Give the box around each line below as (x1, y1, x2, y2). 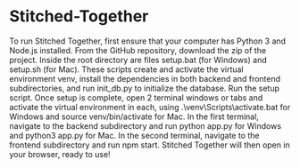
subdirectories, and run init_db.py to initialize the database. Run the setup (9, 83, 279, 93)
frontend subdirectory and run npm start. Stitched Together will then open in (9, 140, 290, 150)
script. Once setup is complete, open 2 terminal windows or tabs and (9, 92, 263, 103)
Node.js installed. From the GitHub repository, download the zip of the (9, 44, 266, 55)
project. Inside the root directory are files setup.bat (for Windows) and (9, 54, 267, 65)
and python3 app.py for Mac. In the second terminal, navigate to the (9, 130, 260, 140)
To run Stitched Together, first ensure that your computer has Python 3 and (9, 36, 287, 46)
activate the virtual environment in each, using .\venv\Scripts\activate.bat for (9, 101, 291, 112)
